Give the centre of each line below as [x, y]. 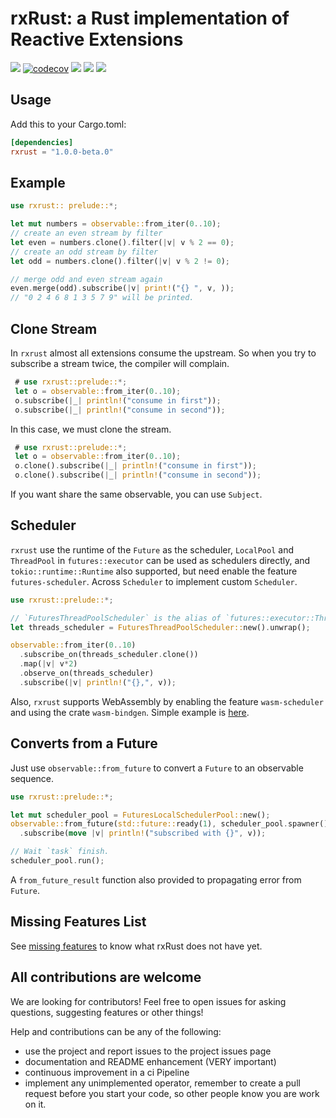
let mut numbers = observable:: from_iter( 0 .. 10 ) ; [116, 224]
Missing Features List [78, 922]
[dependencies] [42, 142]
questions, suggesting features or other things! [107, 1012]
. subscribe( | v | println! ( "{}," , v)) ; [98, 682]
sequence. [32, 778]
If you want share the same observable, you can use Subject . [136, 494]
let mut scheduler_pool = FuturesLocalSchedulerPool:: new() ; [140, 815]
